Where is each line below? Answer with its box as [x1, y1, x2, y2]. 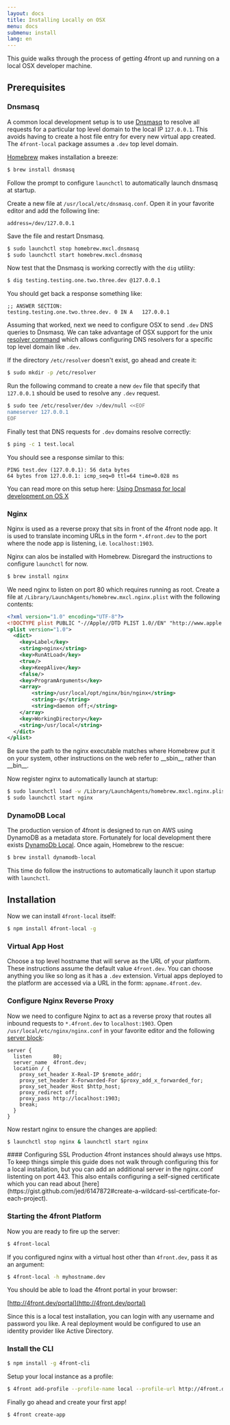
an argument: [7, 1260, 45, 1268]
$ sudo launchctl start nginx [7, 794, 94, 802]
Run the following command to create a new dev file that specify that [7, 382, 201, 390]
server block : [7, 1034, 44, 1042]
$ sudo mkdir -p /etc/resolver [7, 369, 97, 376]
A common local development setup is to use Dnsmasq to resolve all [7, 117, 200, 126]
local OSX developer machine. [7, 62, 92, 70]
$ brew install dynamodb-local [7, 854, 97, 861]
